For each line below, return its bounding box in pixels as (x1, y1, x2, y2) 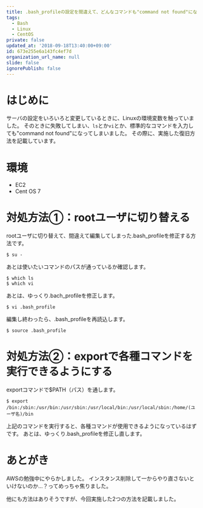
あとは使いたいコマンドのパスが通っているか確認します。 (6, 263, 149, 271)
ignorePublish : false (6, 65, 61, 72)
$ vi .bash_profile (6, 304, 56, 310)
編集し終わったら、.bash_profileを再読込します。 (6, 316, 128, 323)
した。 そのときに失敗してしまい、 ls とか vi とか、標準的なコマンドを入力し (6, 122, 194, 129)
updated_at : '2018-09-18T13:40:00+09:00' (6, 43, 113, 49)
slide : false (6, 59, 39, 66)
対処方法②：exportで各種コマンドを (6, 350, 193, 364)
